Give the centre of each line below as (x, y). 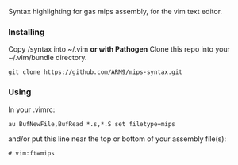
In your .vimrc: (32, 109)
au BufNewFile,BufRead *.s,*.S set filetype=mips (92, 124)
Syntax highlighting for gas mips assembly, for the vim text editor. (115, 12)
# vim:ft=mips (32, 153)
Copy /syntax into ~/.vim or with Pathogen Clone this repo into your (119, 49)
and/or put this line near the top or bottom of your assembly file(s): (117, 139)
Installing (27, 32)
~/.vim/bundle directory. (48, 58)
